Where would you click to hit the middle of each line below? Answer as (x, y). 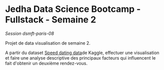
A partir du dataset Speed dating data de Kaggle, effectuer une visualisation (82, 53)
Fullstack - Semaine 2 (51, 20)
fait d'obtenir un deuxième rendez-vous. (46, 63)
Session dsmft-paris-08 (30, 33)
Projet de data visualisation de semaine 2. (48, 43)
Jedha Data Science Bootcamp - (73, 9)
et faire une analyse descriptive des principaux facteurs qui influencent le (81, 58)
